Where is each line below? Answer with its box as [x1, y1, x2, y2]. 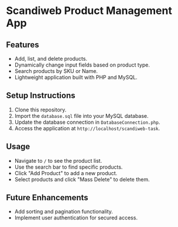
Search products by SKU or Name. [14, 68, 98, 74]
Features [6, 40, 39, 50]
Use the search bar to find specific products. [14, 163, 123, 170]
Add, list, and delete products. [14, 55, 88, 62]
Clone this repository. [14, 106, 67, 113]
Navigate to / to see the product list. [14, 157, 102, 164]
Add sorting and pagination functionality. [14, 208, 113, 215]
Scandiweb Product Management [6, 4, 173, 18]
